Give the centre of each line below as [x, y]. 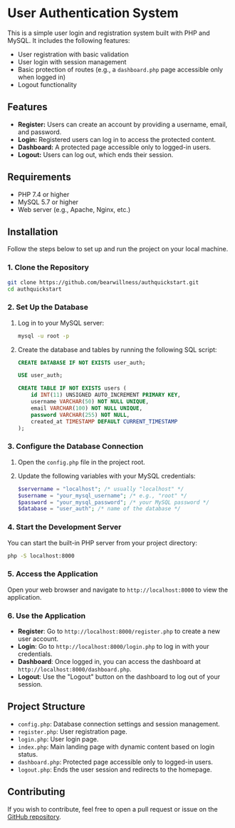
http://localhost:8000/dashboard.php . [74, 670]
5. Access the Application [53, 574]
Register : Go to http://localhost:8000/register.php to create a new [119, 631]
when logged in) [42, 77]
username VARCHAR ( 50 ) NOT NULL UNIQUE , [90, 402]
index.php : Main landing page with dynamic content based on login [116, 747]
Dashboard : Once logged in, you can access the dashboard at [109, 662]
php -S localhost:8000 [41, 556]
